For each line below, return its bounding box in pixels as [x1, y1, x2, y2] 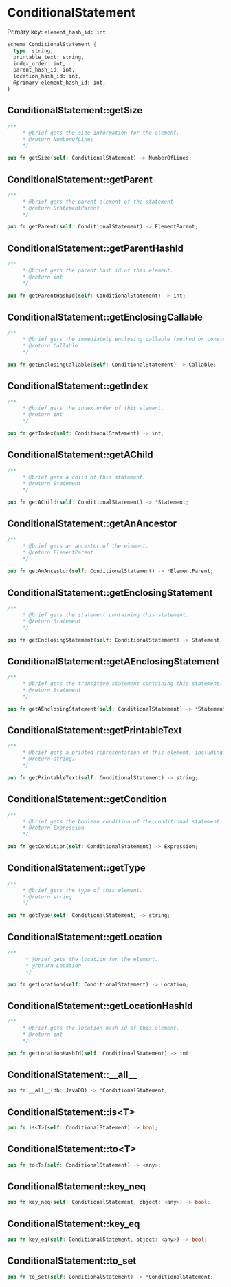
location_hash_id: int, [13, 73, 81, 80]
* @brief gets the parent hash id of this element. [22, 267, 174, 274]
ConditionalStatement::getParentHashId [7, 242, 184, 254]
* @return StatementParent [22, 204, 100, 211]
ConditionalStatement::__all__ [7, 1068, 137, 1081]
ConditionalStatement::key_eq [7, 1218, 140, 1229]
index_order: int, [13, 60, 67, 67]
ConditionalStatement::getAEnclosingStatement [7, 656, 220, 667]
